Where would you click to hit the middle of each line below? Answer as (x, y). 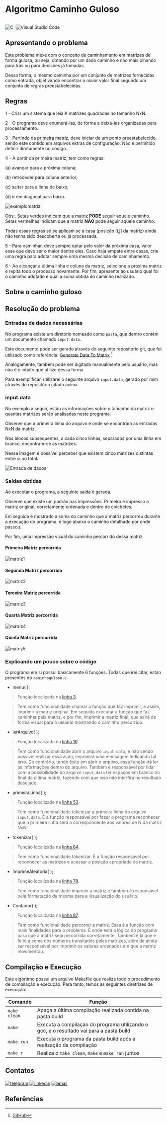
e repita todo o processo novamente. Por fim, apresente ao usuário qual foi (82, 271)
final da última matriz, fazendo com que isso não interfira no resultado (89, 778)
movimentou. (31, 951)
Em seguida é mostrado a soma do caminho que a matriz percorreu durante (83, 516)
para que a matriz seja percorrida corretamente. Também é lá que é (87, 936)
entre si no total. (22, 458)
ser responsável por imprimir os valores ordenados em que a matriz (87, 946)
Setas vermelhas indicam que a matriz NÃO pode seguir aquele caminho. (80, 221)
